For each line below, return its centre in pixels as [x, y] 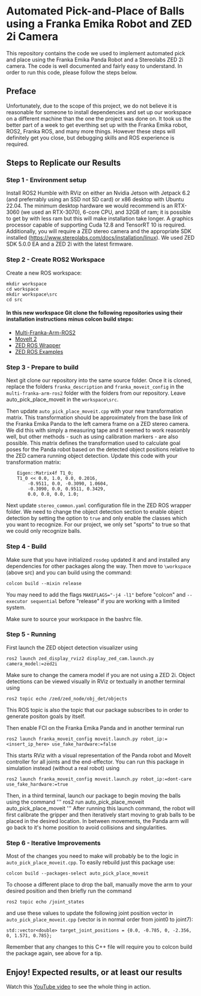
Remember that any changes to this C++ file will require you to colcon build [99, 947]
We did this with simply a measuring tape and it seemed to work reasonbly [98, 430]
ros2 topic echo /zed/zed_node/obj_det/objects [67, 699]
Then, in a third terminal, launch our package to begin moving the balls [94, 795]
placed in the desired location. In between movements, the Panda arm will [97, 821]
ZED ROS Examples [39, 351]
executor [17, 601]
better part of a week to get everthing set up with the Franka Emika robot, [97, 125]
